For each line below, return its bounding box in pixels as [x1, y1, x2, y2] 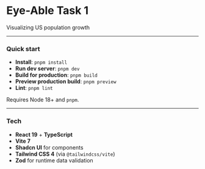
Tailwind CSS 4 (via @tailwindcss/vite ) [15, 150, 115, 157]
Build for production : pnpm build [15, 71, 98, 79]
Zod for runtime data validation [15, 156, 93, 164]
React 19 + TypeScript [15, 131, 73, 138]
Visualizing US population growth [6, 24, 90, 31]
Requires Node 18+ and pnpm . [6, 96, 79, 103]
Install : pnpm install [15, 58, 68, 66]
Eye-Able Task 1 [6, 4, 89, 18]
